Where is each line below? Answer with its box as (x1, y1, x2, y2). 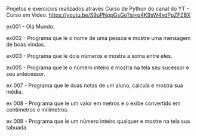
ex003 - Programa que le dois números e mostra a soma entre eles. (6, 52, 173, 59)
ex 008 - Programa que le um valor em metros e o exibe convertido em (6, 100, 181, 107)
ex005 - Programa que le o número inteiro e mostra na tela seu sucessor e (6, 64, 189, 71)
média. (6, 88, 23, 95)
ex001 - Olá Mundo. (6, 23, 55, 30)
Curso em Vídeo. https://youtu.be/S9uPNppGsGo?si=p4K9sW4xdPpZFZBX (6, 11, 191, 18)
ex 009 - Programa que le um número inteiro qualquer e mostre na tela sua (6, 118, 190, 125)
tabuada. (6, 124, 28, 131)
